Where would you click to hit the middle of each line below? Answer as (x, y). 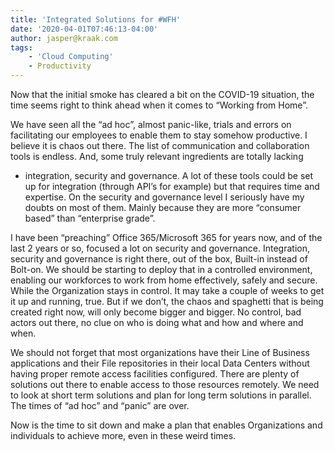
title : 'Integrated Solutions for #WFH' (96, 19)
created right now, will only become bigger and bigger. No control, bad (156, 312)
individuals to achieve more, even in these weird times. (123, 435)
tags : (21, 47)
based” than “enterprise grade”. (90, 218)
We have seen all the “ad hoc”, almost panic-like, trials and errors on (151, 124)
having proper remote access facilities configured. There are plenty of (155, 374)
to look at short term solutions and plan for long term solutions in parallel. (161, 395)
